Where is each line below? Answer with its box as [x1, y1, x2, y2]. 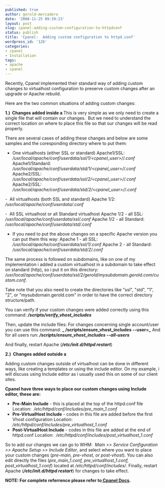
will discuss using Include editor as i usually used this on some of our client [5, 371, 158, 377]
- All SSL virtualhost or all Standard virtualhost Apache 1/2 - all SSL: [5, 211, 144, 217]
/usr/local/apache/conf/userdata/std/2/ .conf [12, 247, 103, 252]
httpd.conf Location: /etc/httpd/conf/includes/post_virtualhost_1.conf [12, 432, 153, 438]
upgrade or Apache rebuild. [5, 91, 61, 97]
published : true [5, 7, 38, 12]
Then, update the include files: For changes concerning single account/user [5, 321, 159, 327]
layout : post [5, 21, 32, 26]
